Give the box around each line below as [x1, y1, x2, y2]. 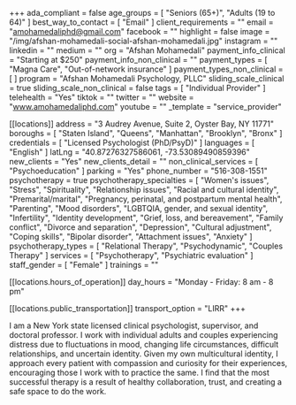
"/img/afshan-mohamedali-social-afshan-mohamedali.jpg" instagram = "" [9, 35, 278, 46]
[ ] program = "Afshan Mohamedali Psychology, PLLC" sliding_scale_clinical [9, 73, 285, 83]
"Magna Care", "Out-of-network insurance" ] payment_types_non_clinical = [9, 64, 285, 74]
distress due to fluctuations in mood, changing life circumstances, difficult [9, 340, 279, 349]
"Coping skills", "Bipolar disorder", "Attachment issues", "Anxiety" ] [9, 232, 254, 241]
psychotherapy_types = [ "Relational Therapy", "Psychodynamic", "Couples [9, 241, 284, 251]
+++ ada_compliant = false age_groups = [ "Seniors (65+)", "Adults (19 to [9, 8, 276, 18]
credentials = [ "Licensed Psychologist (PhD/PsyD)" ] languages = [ [9, 137, 255, 148]
